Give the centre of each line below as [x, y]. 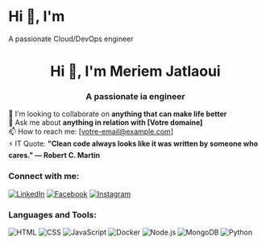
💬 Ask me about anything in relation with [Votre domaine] [106, 122]
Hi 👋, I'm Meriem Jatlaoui [135, 71]
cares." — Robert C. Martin [54, 156]
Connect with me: [44, 176]
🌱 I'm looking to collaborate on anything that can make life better [118, 114]
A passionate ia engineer [135, 97]
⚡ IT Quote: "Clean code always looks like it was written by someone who [133, 143]
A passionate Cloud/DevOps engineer [71, 39]
